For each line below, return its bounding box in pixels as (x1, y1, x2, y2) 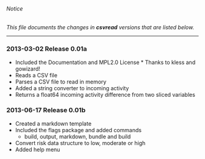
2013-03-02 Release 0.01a (6, 44, 87, 53)
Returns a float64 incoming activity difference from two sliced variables (15, 91, 195, 98)
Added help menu (15, 146, 60, 153)
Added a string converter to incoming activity (15, 84, 129, 91)
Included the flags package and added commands (15, 126, 142, 133)
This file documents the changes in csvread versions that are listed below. (6, 24, 195, 31)
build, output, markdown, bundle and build (24, 133, 131, 140)
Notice (6, 5, 23, 12)
